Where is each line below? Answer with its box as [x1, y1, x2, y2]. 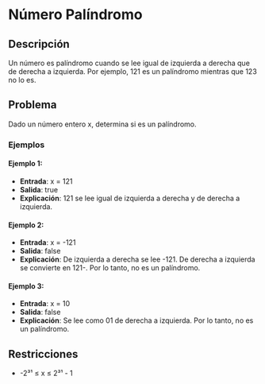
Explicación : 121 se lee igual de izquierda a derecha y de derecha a [19, 193, 240, 203]
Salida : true [19, 184, 58, 194]
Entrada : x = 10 [19, 299, 71, 308]
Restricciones [8, 347, 79, 361]
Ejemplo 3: [8, 281, 44, 291]
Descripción [8, 37, 70, 51]
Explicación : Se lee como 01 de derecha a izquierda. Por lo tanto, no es [19, 316, 254, 325]
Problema [8, 98, 57, 112]
